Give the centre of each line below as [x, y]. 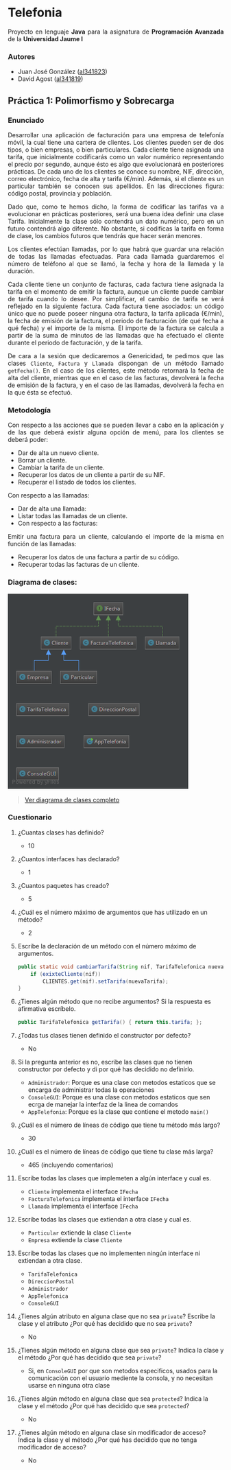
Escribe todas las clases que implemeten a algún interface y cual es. [114, 1178]
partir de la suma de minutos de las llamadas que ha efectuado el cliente [116, 335]
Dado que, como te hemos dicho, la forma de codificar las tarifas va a [116, 207]
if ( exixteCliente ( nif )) [66, 974]
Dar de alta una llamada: [52, 509]
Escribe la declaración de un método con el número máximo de [107, 946]
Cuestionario [30, 817]
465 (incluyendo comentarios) [71, 1165]
